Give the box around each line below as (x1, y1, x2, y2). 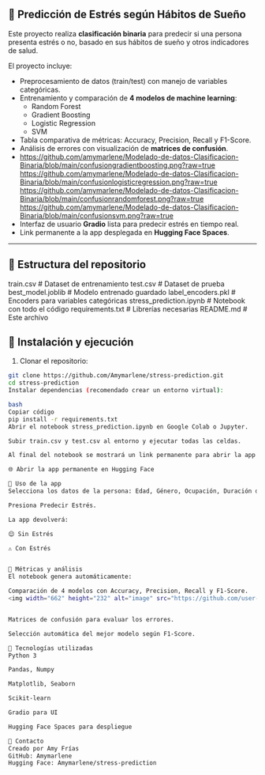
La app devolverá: (8, 516, 69, 524)
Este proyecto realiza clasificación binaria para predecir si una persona (8, 28, 242, 38)
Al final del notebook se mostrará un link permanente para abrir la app (8, 452, 256, 459)
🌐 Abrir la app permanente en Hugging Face (8, 466, 155, 474)
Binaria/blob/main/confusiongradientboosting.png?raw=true (19, 160, 215, 170)
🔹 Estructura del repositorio (8, 258, 147, 271)
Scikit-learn (8, 694, 51, 702)
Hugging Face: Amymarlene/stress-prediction (8, 759, 157, 767)
